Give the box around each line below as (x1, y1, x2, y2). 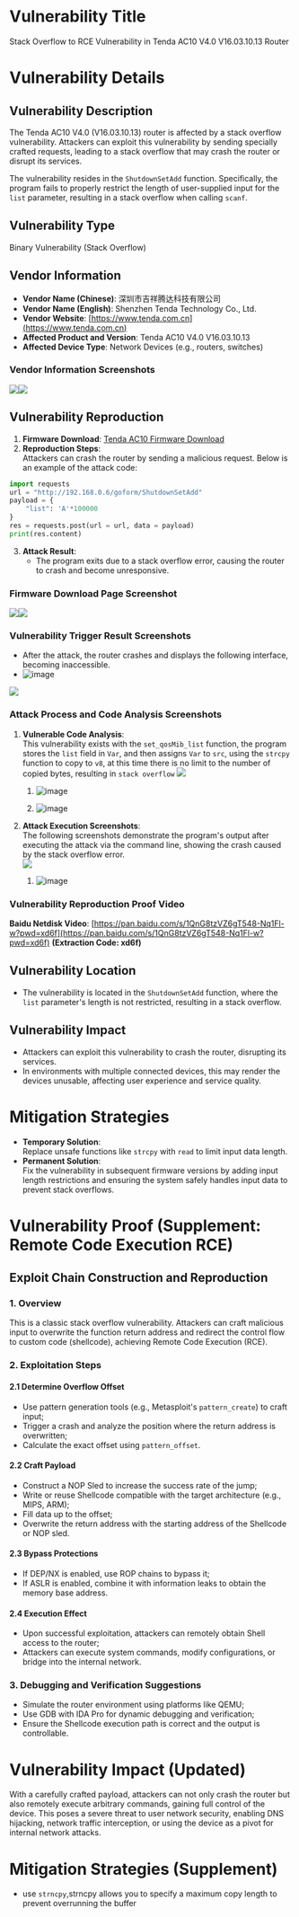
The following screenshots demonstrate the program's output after (22, 829, 269, 841)
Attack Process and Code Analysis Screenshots (9, 708, 223, 720)
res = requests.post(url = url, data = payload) (9, 521, 195, 531)
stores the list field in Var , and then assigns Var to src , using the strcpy (22, 747, 290, 758)
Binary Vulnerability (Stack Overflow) (9, 242, 146, 252)
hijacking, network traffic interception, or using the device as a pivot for (9, 1817, 274, 1829)
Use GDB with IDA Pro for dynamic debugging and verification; (22, 1709, 255, 1719)
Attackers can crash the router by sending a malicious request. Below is (22, 452, 288, 464)
